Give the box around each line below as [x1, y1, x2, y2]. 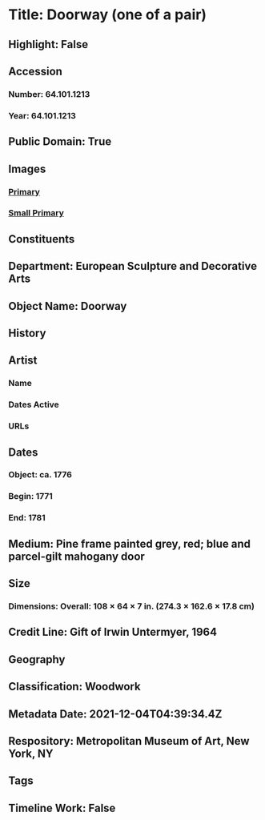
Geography [8, 653, 66, 666]
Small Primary [8, 207, 64, 219]
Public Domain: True [8, 135, 112, 149]
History [8, 327, 46, 340]
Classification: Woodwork [8, 680, 142, 693]
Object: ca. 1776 [8, 469, 72, 480]
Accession [8, 64, 62, 78]
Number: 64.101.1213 [8, 88, 90, 99]
